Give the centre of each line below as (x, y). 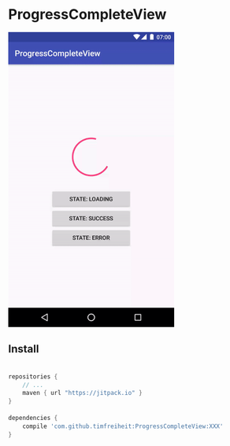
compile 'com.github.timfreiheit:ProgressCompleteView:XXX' (123, 426)
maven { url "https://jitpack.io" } (83, 393)
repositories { (33, 376)
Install (24, 349)
